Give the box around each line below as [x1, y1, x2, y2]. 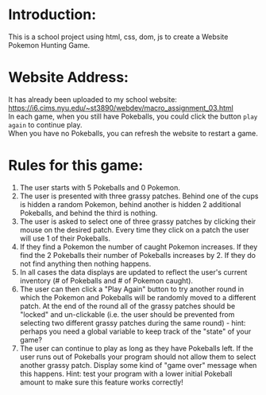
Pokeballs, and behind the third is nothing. [19, 208, 158, 217]
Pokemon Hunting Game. [8, 40, 91, 49]
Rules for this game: [8, 157, 144, 174]
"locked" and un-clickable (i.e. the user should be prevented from [19, 309, 235, 319]
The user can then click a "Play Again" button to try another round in [19, 284, 245, 294]
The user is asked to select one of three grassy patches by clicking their [19, 217, 256, 226]
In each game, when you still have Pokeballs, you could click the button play [8, 111, 258, 121]
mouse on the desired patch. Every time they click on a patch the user [19, 225, 249, 234]
